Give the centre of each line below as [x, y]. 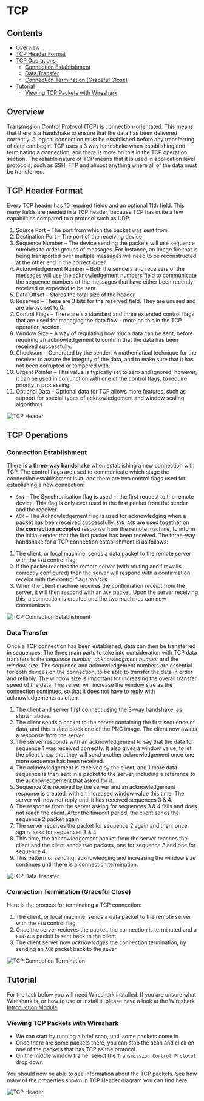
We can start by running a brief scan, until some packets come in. [98, 1037]
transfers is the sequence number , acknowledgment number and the [93, 659]
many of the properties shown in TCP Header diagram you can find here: [98, 1080]
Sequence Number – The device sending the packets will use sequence [105, 243]
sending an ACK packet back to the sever [66, 949]
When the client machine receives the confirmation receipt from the [100, 586]
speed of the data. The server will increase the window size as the [90, 684]
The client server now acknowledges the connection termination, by [101, 942]
